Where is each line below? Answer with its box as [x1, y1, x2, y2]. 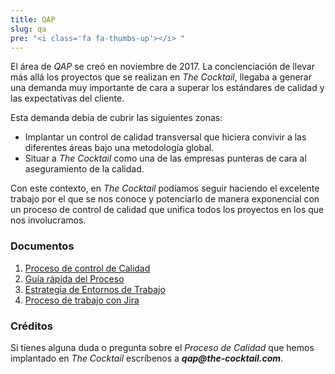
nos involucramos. [10, 214, 87, 226]
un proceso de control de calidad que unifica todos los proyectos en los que [10, 204, 325, 216]
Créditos [10, 319, 53, 333]
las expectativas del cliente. [10, 92, 125, 105]
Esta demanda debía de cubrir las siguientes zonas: [10, 112, 223, 124]
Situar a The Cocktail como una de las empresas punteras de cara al [24, 152, 307, 165]
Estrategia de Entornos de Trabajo [24, 283, 166, 295]
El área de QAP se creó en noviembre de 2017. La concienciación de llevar [10, 61, 315, 73]
